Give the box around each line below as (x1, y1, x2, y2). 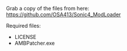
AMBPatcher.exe (14, 40, 55, 46)
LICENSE (14, 34, 37, 40)
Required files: (6, 23, 41, 29)
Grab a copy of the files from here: (6, 5, 90, 12)
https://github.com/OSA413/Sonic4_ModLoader (6, 11, 121, 18)
